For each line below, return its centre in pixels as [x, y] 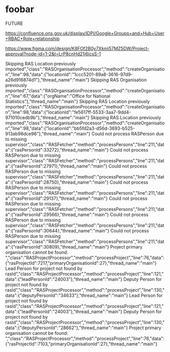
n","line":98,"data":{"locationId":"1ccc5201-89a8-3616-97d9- [69, 74]
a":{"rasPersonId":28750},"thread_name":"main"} [57, 182]
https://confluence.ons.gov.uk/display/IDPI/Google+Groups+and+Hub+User [85, 33]
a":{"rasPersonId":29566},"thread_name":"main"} [57, 215]
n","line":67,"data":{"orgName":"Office [45, 96]
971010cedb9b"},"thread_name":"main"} [47, 117]
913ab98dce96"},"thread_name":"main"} [48, 133]
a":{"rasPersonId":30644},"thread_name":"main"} [57, 231]
